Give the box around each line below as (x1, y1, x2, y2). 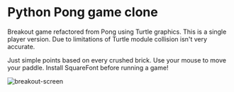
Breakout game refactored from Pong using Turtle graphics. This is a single (7, 27, 227, 36)
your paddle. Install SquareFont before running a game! (7, 63, 169, 72)
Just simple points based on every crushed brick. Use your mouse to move (7, 55, 227, 64)
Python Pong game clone (7, 4, 158, 20)
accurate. (7, 42, 35, 51)
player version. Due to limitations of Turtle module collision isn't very (7, 34, 208, 43)
